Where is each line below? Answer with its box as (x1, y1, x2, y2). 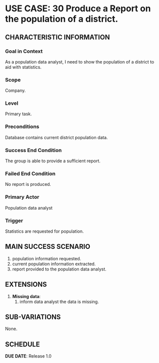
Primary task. (5, 111, 32, 117)
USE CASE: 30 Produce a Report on (5, 3, 151, 14)
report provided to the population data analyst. (12, 266, 106, 272)
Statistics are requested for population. (5, 228, 84, 234)
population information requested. (12, 255, 81, 261)
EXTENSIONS (5, 280, 47, 289)
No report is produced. (5, 181, 52, 187)
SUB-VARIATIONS (5, 313, 61, 321)
